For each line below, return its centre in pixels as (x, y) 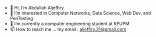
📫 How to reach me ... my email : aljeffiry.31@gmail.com (68, 29)
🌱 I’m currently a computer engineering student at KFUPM (69, 23)
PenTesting (21, 18)
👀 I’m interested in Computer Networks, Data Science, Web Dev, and (80, 13)
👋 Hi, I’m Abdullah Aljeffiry (37, 8)
